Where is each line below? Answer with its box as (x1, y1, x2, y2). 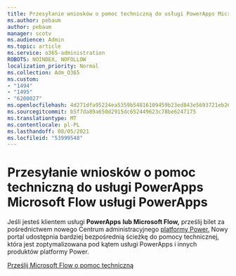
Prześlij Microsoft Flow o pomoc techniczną (7, 261, 134, 270)
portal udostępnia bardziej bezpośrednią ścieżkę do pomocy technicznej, (7, 232, 220, 241)
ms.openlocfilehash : (7, 102, 68, 109)
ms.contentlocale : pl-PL (7, 121, 80, 129)
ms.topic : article (7, 43, 61, 50)
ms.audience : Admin (7, 37, 65, 44)
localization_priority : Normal (7, 63, 99, 70)
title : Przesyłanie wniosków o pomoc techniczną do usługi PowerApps (7, 10, 216, 18)
